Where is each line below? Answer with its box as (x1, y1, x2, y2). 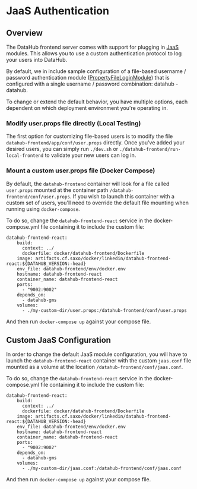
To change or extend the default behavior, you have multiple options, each (6, 98, 188, 105)
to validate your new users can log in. (45, 152, 136, 159)
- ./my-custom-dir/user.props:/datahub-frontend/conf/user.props (21, 307, 187, 313)
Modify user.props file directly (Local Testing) (6, 119, 141, 127)
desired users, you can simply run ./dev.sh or (6, 146, 119, 153)
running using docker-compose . (6, 205, 80, 212)
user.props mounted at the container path (6, 186, 109, 194)
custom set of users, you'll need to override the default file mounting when (6, 199, 189, 206)
